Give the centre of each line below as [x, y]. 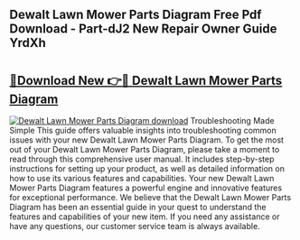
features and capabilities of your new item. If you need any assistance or [145, 217]
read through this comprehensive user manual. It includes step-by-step [142, 159]
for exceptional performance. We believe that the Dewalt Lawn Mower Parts [150, 197]
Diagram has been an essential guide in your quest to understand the [138, 207]
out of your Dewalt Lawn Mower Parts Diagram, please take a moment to [145, 149]
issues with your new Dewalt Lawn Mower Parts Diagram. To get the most [147, 140]
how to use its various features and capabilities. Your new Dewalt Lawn [142, 178]
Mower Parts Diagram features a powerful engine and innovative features [146, 188]
